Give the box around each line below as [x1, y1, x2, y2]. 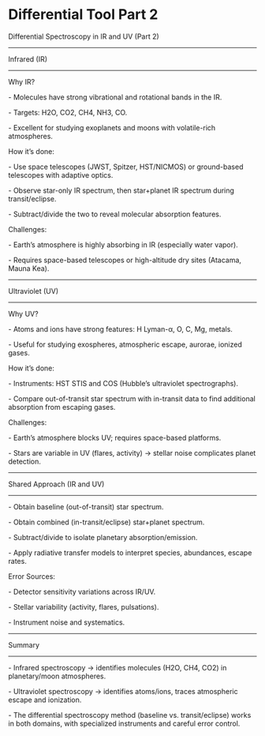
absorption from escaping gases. [8, 402, 116, 411]
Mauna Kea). [8, 263, 50, 273]
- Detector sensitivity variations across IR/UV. [8, 587, 156, 596]
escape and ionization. [8, 695, 82, 704]
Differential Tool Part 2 [8, 6, 159, 24]
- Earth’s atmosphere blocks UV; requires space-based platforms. [8, 433, 222, 442]
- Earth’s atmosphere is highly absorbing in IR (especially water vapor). [8, 239, 238, 250]
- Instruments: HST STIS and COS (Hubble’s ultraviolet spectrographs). [8, 378, 239, 388]
